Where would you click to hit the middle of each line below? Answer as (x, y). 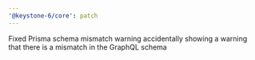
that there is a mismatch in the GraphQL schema (88, 47)
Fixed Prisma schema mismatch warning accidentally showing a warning (128, 38)
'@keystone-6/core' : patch (53, 16)
